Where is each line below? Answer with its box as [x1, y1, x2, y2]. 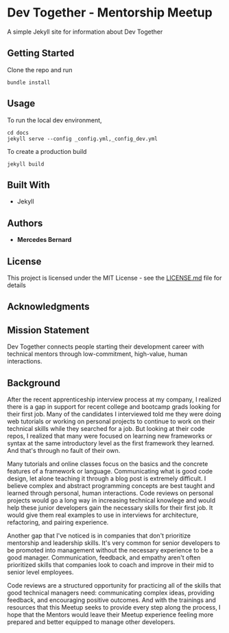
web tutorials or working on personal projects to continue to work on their [7, 417, 215, 425]
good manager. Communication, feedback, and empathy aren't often [7, 553, 201, 562]
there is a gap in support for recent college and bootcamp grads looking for [7, 403, 221, 411]
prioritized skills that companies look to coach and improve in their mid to [7, 561, 215, 569]
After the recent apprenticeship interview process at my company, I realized [7, 395, 221, 403]
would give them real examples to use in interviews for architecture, [7, 511, 199, 520]
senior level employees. [7, 568, 74, 577]
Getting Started [7, 47, 75, 59]
